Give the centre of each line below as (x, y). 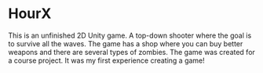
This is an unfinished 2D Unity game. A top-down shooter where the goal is (130, 35)
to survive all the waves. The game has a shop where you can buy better (126, 43)
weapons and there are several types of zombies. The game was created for (131, 52)
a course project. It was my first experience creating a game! (107, 60)
